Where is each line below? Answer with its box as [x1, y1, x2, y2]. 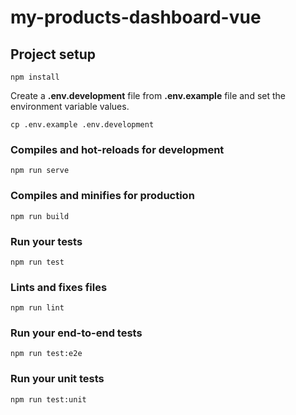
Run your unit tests [10, 372, 105, 386]
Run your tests [10, 234, 83, 248]
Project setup [10, 46, 97, 63]
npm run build [10, 211, 70, 221]
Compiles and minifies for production [10, 189, 195, 203]
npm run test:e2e [10, 349, 83, 359]
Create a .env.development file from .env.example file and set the [10, 90, 286, 101]
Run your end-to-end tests [10, 326, 143, 340]
